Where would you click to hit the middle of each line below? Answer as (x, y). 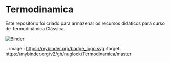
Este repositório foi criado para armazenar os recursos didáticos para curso (85, 23)
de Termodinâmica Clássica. (35, 28)
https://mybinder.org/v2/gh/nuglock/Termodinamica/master (68, 54)
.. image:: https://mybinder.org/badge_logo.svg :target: (63, 48)
